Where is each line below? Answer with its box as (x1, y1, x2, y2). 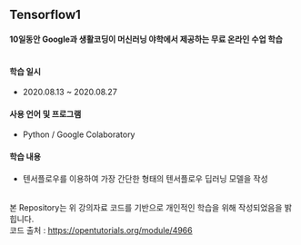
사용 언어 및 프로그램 (9, 108, 82, 119)
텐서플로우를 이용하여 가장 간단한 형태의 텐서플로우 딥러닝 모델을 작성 (22, 172, 268, 184)
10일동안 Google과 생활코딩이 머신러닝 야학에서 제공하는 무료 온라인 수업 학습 (9, 34, 284, 44)
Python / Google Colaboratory (22, 129, 135, 140)
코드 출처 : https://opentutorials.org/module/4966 (9, 224, 193, 235)
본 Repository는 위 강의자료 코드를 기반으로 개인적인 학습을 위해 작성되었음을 (9, 201, 283, 212)
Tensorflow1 (9, 7, 82, 23)
